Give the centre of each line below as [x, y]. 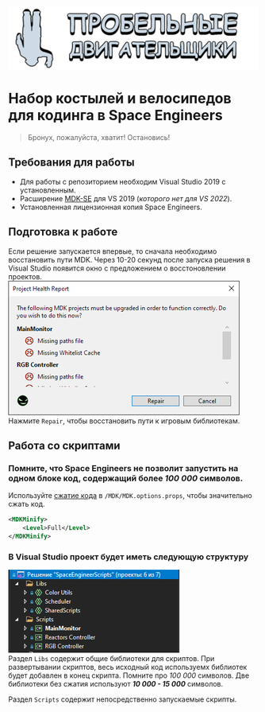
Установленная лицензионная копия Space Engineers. [111, 207]
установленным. [48, 190]
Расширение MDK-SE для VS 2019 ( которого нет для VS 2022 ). [126, 198]
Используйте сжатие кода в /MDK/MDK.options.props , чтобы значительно [130, 496]
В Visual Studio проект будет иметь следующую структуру [129, 557]
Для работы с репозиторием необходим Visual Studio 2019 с [123, 181]
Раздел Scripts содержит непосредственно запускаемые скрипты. [123, 699]
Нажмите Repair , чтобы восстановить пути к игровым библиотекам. [124, 421]
